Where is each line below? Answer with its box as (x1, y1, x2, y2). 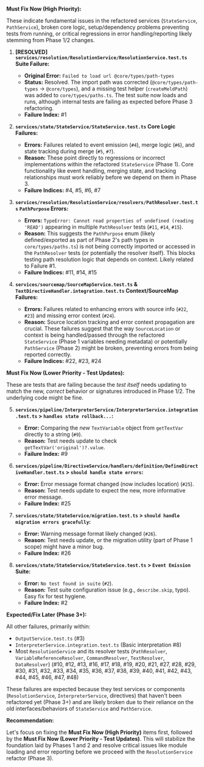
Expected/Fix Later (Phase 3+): (6, 611, 87, 618)
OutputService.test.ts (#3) (15, 635, 85, 642)
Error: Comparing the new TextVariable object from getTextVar (24, 424, 184, 431)
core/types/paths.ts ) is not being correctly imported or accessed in (24, 243, 196, 250)
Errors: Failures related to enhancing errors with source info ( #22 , (24, 306, 188, 312)
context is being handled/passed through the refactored (24, 331, 165, 339)
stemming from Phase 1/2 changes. (6, 37, 95, 43)
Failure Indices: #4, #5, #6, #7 (24, 186, 101, 194)
